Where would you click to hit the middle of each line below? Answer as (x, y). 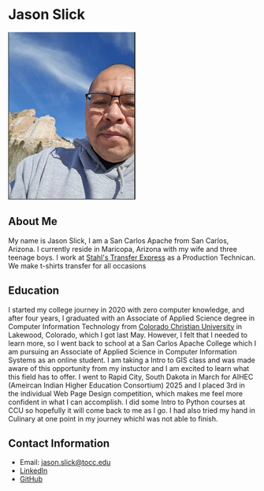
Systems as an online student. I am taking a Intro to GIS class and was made (132, 360)
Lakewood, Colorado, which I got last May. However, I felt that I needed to (128, 335)
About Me (33, 221)
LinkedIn (33, 470)
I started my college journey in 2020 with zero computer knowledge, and (126, 309)
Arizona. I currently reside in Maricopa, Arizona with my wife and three (123, 249)
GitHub (31, 479)
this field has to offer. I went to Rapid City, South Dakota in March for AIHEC (131, 377)
